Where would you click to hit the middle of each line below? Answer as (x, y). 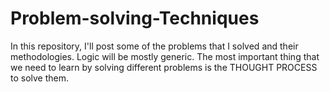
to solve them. (40, 78)
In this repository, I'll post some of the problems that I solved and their (154, 46)
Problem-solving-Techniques (135, 18)
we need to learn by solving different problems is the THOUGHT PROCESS (164, 67)
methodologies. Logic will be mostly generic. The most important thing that (165, 56)
